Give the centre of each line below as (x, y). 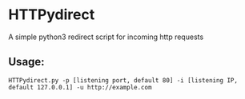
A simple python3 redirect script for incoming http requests (106, 37)
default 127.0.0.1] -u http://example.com (80, 87)
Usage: (27, 62)
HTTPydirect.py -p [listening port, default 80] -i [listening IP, (123, 80)
